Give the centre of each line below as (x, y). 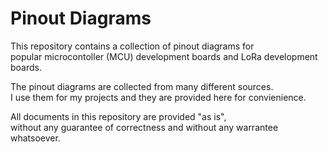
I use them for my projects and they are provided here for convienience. (158, 97)
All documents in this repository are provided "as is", (118, 116)
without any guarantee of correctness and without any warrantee (144, 127)
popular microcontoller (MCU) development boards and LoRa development (164, 56)
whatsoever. (35, 138)
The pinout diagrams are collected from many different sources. (142, 86)
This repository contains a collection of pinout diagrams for (132, 46)
